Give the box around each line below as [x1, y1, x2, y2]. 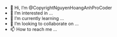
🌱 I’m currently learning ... [10, 15, 64, 21]
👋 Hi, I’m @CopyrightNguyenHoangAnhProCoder [10, 5, 112, 10]
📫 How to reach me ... [10, 26, 57, 32]
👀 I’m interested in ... [10, 10, 53, 16]
